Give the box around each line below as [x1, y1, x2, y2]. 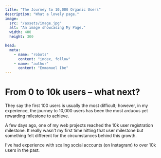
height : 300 [9, 35, 34, 39]
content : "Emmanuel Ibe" [18, 66, 69, 70]
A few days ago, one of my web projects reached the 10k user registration [5, 123, 153, 128]
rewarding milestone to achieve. [5, 113, 69, 119]
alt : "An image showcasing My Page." [9, 25, 86, 30]
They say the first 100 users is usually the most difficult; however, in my [5, 103, 148, 108]
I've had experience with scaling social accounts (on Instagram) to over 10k [5, 142, 156, 148]
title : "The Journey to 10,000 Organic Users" [5, 7, 101, 12]
